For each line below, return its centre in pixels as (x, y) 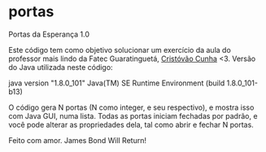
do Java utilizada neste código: (61, 67)
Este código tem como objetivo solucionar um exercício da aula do (120, 50)
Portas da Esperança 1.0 (49, 34)
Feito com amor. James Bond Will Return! (77, 140)
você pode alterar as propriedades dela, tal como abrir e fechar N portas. (131, 124)
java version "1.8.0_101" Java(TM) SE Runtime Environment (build (117, 83)
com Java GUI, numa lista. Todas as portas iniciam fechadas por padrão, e (133, 115)
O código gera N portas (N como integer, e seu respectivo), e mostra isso (131, 107)
